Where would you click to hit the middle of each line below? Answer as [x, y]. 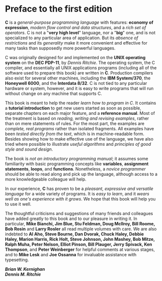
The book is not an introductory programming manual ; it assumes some [77, 158]
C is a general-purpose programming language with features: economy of [79, 22]
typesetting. [17, 260]
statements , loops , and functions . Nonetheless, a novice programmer [75, 169]
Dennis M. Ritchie [23, 274]
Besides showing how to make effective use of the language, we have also [79, 139]
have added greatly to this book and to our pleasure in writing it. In [71, 219]
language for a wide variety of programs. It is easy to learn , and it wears [77, 194]
